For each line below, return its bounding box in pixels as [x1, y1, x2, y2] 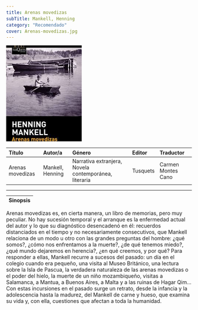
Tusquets [132, 167, 155, 174]
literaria [72, 177, 91, 183]
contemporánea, [72, 170, 113, 177]
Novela [72, 164, 90, 171]
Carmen [159, 161, 180, 168]
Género [72, 149, 91, 156]
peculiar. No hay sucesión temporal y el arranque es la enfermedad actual [6, 216, 186, 223]
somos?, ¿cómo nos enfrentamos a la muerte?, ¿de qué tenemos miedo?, [6, 241, 184, 248]
